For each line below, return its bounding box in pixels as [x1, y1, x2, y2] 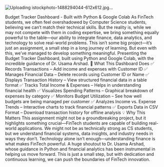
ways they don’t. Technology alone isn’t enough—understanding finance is [5, 136, 155, 141]
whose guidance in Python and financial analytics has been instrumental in [5, 146, 155, 152]
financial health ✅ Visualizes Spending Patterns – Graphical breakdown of [5, 88, 154, 93]
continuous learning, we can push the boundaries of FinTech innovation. [5, 156, 150, 162]
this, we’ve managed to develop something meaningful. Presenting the [5, 50, 147, 56]
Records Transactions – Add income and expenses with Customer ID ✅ [5, 66, 148, 72]
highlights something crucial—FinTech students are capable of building [5, 120, 148, 126]
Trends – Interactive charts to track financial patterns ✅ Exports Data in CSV [5, 104, 158, 110]
